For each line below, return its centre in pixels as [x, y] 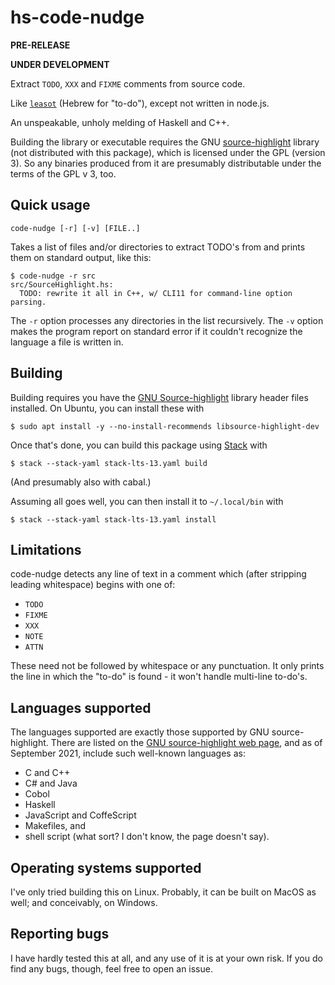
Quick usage [50, 205]
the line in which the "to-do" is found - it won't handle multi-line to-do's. [159, 677]
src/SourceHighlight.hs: [62, 284]
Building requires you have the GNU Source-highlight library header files [159, 397]
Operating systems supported [106, 867]
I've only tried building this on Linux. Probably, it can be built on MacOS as [163, 892]
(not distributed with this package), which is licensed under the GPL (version [168, 152]
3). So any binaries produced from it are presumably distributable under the [166, 163]
